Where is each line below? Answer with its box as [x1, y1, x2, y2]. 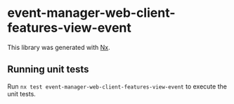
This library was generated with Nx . [7, 43, 110, 51]
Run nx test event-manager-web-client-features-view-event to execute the [7, 82, 227, 91]
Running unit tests [7, 63, 89, 75]
